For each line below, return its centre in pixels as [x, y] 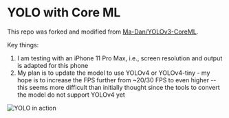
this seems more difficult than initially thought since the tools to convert [118, 87]
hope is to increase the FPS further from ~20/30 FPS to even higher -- [117, 80]
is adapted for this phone [53, 65]
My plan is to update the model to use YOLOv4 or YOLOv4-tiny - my [113, 73]
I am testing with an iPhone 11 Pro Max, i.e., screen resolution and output [120, 58]
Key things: [23, 45]
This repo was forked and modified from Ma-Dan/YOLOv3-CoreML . [103, 32]
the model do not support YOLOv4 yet [71, 95]
